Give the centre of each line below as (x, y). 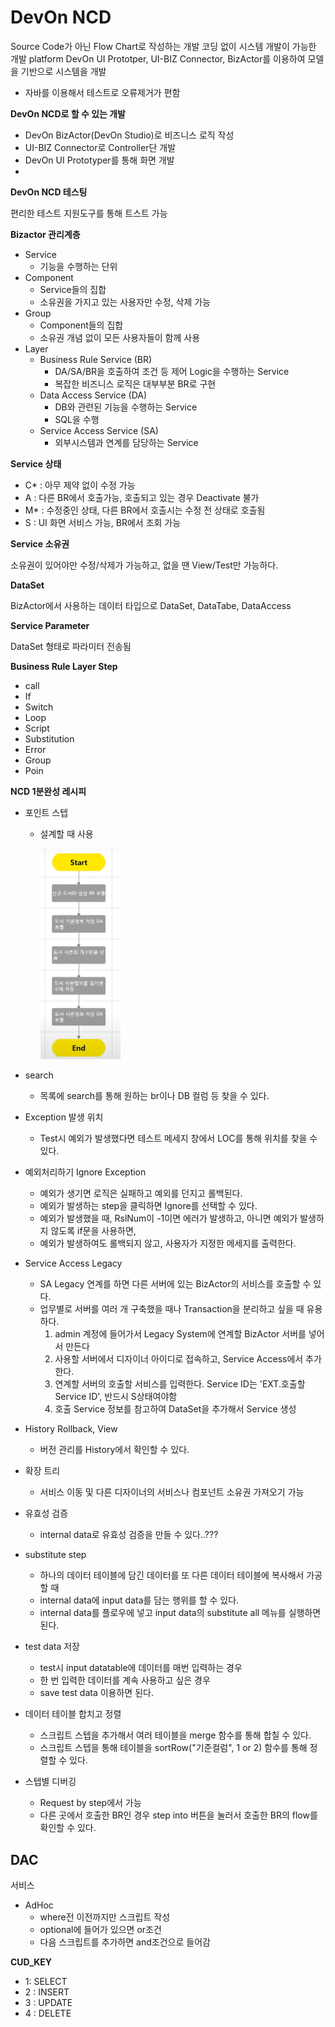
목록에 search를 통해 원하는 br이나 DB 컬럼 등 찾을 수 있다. (154, 1096)
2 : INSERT (47, 1992)
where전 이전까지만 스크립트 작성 (105, 1917)
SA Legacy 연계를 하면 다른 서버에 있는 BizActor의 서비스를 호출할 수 (175, 1284)
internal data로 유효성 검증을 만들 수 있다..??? (129, 1535)
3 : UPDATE (48, 2003)
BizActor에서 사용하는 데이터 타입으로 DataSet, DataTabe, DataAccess (151, 605)
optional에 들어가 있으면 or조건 (100, 1930)
